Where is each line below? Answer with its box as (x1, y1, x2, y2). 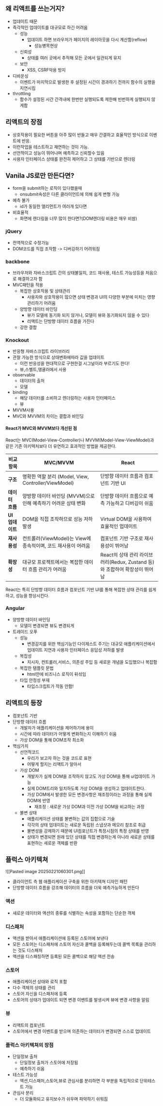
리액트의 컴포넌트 (12, 1022, 45, 1028)
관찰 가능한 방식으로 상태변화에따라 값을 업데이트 (12, 355, 104, 360)
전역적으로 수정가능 (12, 240, 49, 245)
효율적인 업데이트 (100, 523, 137, 530)
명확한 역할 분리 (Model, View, (22, 473, 89, 480)
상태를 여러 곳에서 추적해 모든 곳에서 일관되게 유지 (27, 55, 121, 61)
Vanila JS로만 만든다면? (5, 172, 74, 180)
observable (12, 372, 35, 378)
